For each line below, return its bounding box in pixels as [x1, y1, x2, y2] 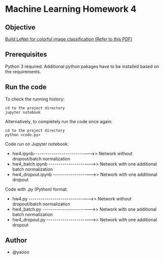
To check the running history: [5, 96, 65, 102]
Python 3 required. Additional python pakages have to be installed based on [5, 63, 159, 69]
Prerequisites [5, 50, 47, 59]
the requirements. [5, 68, 41, 74]
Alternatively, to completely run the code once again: [5, 118, 112, 124]
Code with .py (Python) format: [5, 186, 68, 192]
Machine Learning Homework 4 [5, 3, 137, 15]
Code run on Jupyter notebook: [5, 141, 69, 147]
